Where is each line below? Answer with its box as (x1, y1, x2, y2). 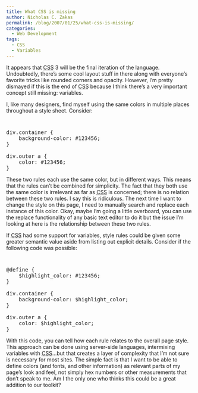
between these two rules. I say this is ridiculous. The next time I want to (6, 195, 181, 202)
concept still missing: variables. (6, 89, 83, 96)
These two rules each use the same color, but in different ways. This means (6, 176, 191, 183)
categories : (6, 25, 36, 32)
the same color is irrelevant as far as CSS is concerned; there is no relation (6, 188, 189, 195)
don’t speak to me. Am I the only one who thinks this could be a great (6, 375, 177, 382)
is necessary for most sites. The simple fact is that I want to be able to (6, 355, 178, 363)
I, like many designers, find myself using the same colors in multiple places (6, 101, 190, 108)
